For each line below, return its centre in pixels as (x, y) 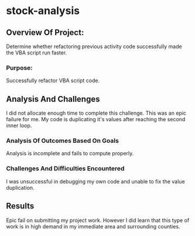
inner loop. (19, 126)
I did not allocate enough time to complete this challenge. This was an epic (96, 113)
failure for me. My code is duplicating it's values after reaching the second (96, 119)
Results (20, 206)
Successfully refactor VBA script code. (53, 81)
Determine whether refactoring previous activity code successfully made (94, 46)
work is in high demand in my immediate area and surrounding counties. (93, 226)
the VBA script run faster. (37, 53)
